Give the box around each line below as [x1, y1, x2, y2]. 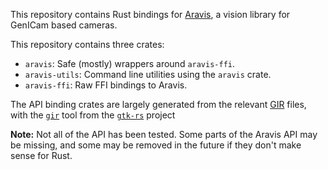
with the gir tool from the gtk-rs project [10, 109, 176, 121]
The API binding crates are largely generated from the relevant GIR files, [10, 99, 307, 110]
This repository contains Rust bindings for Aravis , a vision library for [10, 9, 291, 20]
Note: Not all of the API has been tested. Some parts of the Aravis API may [10, 129, 318, 140]
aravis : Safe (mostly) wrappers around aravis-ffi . [24, 58, 236, 69]
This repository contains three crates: [10, 39, 165, 50]
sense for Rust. [10, 150, 73, 161]
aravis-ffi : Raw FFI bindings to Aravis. [24, 79, 188, 91]
